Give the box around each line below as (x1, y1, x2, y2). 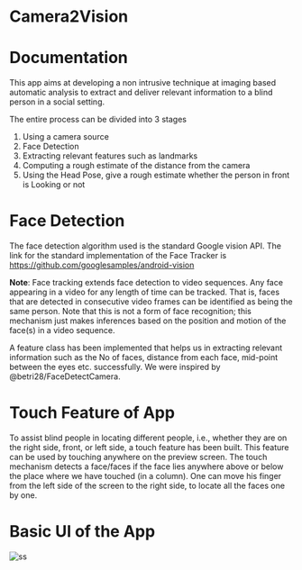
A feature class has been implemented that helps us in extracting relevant (9, 342, 283, 353)
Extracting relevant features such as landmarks (22, 150, 198, 161)
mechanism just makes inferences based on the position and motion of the (9, 315, 287, 326)
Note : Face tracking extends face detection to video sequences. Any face (9, 277, 284, 288)
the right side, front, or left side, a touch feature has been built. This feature (9, 442, 289, 452)
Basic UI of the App (9, 521, 156, 542)
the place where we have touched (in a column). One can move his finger (9, 471, 282, 481)
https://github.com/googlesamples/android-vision (9, 259, 195, 271)
